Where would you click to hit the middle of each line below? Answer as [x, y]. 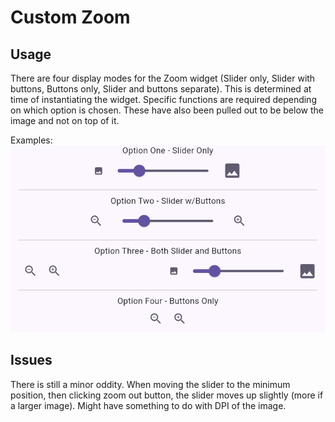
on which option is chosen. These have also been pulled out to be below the [167, 110]
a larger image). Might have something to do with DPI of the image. [148, 405]
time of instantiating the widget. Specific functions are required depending [163, 99]
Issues [31, 360]
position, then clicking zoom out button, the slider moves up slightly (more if [167, 395]
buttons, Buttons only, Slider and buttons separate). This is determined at [161, 89]
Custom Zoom [70, 17]
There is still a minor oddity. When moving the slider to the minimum [150, 384]
